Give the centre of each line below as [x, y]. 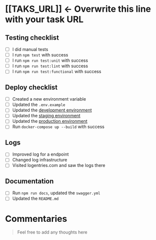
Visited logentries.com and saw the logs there [59, 165]
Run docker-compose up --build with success [58, 127]
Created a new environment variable [49, 99]
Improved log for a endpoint [40, 154]
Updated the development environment [52, 110]
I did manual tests [30, 49]
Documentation [30, 181]
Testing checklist [32, 38]
